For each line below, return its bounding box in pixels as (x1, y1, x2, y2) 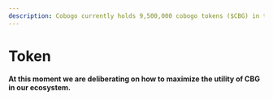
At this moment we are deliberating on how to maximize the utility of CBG (8, 74, 260, 84)
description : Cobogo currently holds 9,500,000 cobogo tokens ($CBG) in (8, 11, 260, 20)
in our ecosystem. (8, 82, 71, 92)
